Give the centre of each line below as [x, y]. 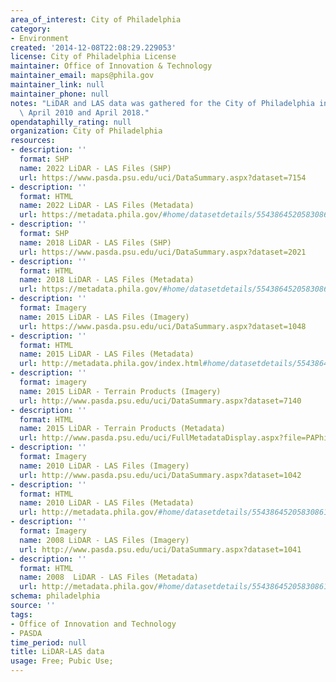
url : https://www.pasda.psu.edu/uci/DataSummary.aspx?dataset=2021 [163, 252]
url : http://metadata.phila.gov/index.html [111, 364]
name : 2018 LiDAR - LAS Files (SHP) [95, 242]
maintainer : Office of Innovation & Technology [111, 66]
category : [31, 29]
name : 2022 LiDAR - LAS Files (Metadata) [107, 206]
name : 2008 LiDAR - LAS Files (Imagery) [104, 540]
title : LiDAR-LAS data [57, 652]
